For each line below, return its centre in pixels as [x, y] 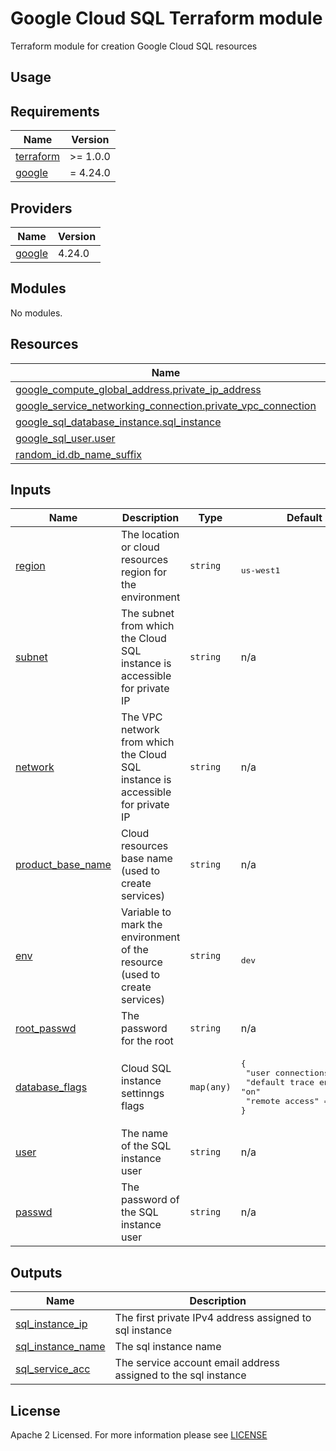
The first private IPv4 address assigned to [213, 1318]
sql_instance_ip [51, 1324]
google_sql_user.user [65, 438]
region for [144, 572]
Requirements [55, 111]
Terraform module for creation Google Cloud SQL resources [134, 46]
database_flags [51, 1087]
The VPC [141, 717]
